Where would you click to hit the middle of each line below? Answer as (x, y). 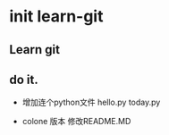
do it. (24, 79)
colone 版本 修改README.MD (76, 122)
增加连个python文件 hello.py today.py (91, 102)
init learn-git (56, 17)
